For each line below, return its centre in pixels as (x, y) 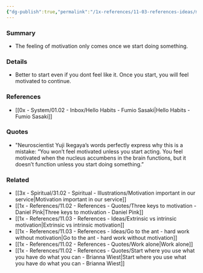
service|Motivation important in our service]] (71, 199)
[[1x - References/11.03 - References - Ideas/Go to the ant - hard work (102, 231)
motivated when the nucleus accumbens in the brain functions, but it (100, 158)
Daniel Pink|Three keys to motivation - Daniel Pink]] (79, 212)
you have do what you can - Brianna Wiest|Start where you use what (101, 257)
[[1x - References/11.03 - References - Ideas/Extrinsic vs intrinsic (96, 219)
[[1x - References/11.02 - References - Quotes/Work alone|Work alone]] (104, 244)
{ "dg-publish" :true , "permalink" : (48, 12)
